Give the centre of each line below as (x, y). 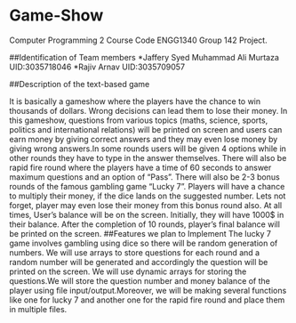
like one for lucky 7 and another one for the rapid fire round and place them (147, 300)
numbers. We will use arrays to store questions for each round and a (135, 252)
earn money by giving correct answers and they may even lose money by (144, 139)
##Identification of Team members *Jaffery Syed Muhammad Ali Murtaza (144, 57)
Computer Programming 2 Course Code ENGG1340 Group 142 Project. (139, 40)
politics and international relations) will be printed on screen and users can (146, 129)
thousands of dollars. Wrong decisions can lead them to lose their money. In (148, 110)
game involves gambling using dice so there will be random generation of (144, 243)
